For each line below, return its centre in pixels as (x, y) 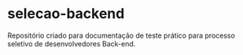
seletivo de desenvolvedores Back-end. (72, 43)
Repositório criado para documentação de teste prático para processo (121, 35)
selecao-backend (66, 14)
